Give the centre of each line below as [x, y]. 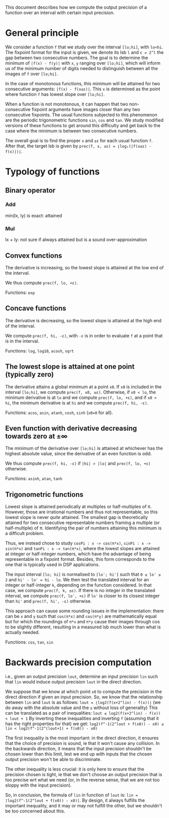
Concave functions [36, 308]
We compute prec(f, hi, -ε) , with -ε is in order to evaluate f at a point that [84, 335]
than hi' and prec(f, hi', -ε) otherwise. [49, 601]
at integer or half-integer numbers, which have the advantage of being [78, 554]
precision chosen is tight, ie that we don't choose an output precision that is [84, 775]
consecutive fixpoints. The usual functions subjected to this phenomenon [81, 114]
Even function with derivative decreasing [71, 428]
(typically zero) [30, 374]
